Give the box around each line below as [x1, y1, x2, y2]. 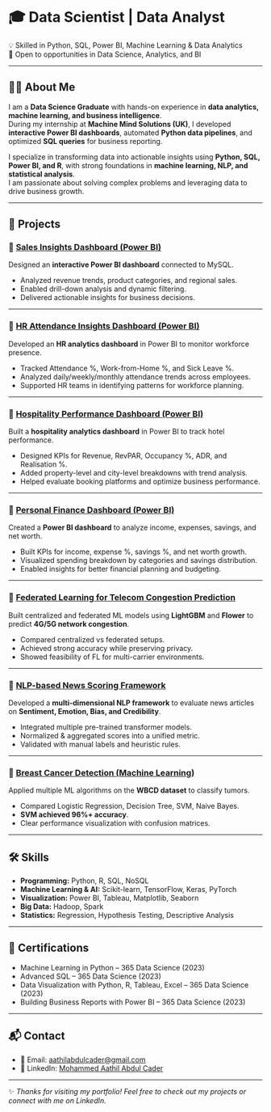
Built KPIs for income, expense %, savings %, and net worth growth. [19, 547, 248, 556]
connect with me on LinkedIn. [8, 1095, 106, 1106]
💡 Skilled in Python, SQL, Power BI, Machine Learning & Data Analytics [8, 40, 244, 50]
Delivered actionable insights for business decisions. [19, 293, 195, 302]
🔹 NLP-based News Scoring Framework [8, 679, 166, 691]
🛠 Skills [8, 850, 50, 864]
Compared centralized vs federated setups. [19, 634, 165, 645]
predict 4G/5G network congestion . [8, 619, 130, 628]
